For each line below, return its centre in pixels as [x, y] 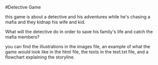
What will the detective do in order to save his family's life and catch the [79, 32]
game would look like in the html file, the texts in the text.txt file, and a [77, 52]
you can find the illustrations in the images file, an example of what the [78, 46]
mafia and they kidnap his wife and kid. [45, 22]
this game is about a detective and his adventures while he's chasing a [78, 17]
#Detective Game [23, 7]
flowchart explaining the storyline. [40, 57]
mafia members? [22, 37]
